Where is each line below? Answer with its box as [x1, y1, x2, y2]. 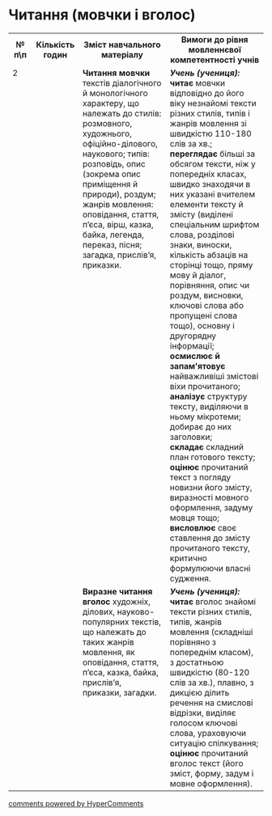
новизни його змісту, [169, 481, 253, 493]
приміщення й [82, 178, 138, 189]
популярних [82, 616, 130, 628]
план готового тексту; [169, 451, 256, 463]
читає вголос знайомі [169, 596, 257, 607]
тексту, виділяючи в [169, 400, 249, 412]
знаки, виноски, [169, 239, 232, 250]
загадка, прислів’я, [82, 249, 157, 260]
